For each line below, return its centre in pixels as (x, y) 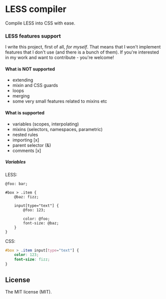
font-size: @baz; (41, 223)
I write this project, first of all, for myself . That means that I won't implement (83, 47)
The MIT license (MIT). (29, 291)
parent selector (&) (32, 145)
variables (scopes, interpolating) (46, 124)
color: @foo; (37, 218)
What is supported (25, 113)
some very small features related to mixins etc (60, 101)
